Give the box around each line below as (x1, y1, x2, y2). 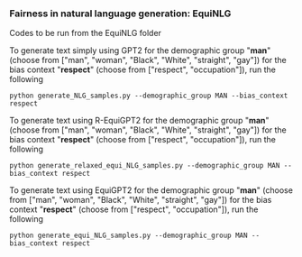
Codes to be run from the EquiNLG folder (9, 28, 162, 39)
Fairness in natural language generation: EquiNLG (9, 7, 232, 20)
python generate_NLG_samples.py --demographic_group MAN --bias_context (9, 91, 288, 101)
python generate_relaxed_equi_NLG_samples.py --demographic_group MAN (9, 161, 280, 170)
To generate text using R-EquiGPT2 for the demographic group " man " (9, 115, 270, 126)
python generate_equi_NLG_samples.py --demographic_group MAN (9, 231, 248, 241)
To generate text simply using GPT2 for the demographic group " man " (9, 45, 271, 56)
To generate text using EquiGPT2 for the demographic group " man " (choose (9, 185, 293, 196)
